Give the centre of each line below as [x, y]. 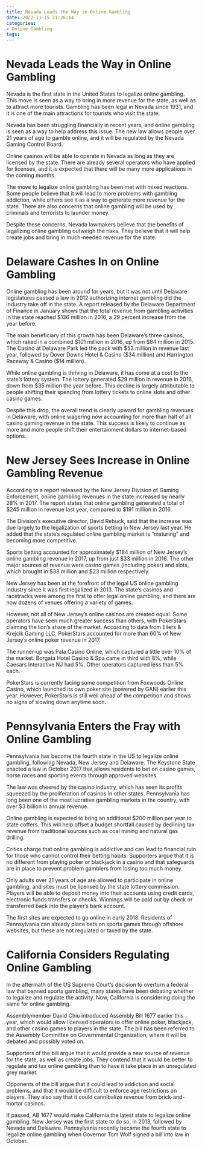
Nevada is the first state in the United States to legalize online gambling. [96, 94]
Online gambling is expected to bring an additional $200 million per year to [99, 818]
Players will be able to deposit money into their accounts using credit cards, [100, 893]
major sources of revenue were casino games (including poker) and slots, [98, 565]
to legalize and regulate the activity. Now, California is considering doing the [101, 997]
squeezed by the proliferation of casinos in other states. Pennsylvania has [98, 793]
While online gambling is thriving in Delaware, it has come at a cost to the [97, 373]
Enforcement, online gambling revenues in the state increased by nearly [96, 496]
